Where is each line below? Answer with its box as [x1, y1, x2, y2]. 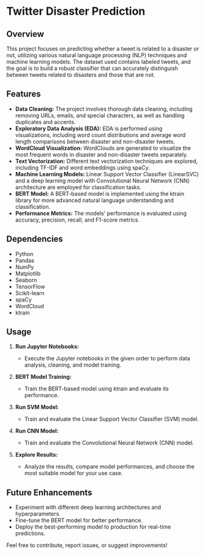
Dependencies [6, 234, 63, 244]
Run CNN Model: [15, 427, 59, 435]
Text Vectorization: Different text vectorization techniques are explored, [15, 157, 198, 165]
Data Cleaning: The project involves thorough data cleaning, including [15, 105, 193, 112]
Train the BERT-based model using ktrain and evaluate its [24, 385, 170, 392]
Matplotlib [15, 270, 41, 277]
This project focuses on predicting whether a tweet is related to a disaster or [6, 45, 199, 52]
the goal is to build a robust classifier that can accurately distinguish [6, 64, 179, 72]
